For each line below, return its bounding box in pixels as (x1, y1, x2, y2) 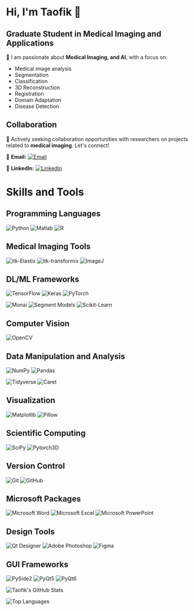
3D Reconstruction (14, 84, 61, 91)
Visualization (6, 396, 56, 406)
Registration (14, 90, 44, 97)
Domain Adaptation (14, 97, 62, 103)
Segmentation (14, 71, 49, 79)
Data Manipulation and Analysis (6, 351, 125, 361)
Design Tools (6, 527, 55, 537)
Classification (14, 78, 48, 84)
